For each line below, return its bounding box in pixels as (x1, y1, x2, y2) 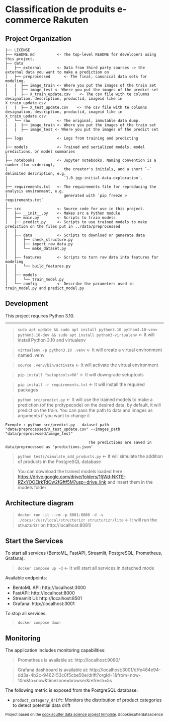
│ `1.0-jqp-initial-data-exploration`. (5, 175, 143, 180)
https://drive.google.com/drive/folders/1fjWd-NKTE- (17, 474, 126, 480)
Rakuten (52, 14, 89, 26)
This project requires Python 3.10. (5, 312, 74, 318)
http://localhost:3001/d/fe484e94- (90, 667, 161, 673)
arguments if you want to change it (17, 412, 90, 419)
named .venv (17, 352, 45, 358)
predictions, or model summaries (5, 149, 75, 154)
